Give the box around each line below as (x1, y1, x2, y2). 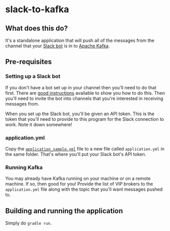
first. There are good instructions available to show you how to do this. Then (5, 90, 165, 96)
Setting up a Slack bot (5, 73, 61, 80)
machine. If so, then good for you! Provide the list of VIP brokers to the (5, 181, 153, 187)
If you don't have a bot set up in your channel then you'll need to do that (5, 84, 157, 90)
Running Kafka (5, 164, 43, 171)
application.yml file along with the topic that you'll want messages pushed (5, 186, 163, 192)
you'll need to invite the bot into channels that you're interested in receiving (5, 95, 164, 101)
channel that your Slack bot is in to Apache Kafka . (5, 43, 110, 49)
